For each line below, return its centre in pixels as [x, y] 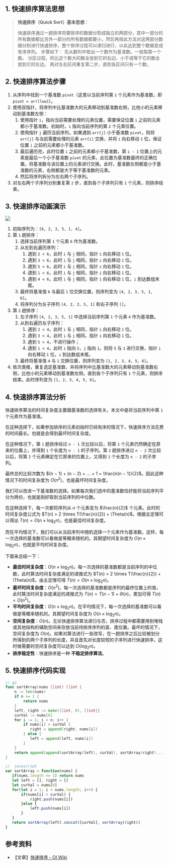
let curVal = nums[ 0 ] [34, 785]
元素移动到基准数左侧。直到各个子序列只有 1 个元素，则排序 [101, 373]
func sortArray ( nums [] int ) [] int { [44, 687]
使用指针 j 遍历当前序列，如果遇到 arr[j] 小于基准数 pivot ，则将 [87, 132]
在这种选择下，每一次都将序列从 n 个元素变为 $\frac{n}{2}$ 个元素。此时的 [83, 507]
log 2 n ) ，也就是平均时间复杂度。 [38, 545]
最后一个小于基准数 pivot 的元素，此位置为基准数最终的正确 [91, 157]
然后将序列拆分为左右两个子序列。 [55, 176]
